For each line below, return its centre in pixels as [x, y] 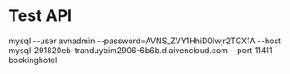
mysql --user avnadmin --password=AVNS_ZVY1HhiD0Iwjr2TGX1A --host [145, 41]
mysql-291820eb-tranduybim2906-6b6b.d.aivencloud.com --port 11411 [140, 50]
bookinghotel [33, 60]
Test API [41, 16]
